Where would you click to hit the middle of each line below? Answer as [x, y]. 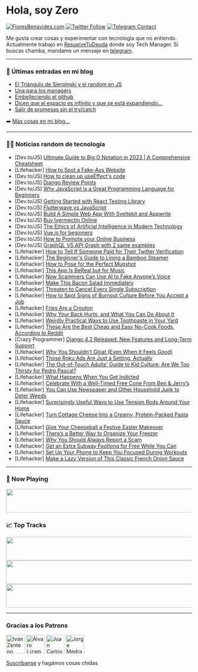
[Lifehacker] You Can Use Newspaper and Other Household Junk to [97, 389]
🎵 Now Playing [27, 479]
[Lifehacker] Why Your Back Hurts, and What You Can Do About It [95, 314]
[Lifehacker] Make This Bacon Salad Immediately [74, 283]
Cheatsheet [29, 164]
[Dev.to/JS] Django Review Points [55, 182]
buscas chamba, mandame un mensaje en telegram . [70, 50]
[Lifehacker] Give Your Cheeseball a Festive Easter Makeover [89, 427]
